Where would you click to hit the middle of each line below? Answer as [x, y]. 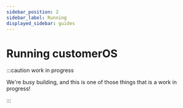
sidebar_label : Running [37, 18]
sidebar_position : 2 [33, 12]
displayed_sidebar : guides [41, 23]
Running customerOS [62, 53]
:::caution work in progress [40, 70]
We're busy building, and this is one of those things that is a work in [92, 82]
